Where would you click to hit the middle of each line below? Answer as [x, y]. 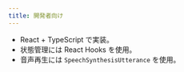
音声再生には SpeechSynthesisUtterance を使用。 [100, 59]
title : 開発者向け [36, 16]
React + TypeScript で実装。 [67, 39]
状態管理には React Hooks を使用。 [78, 50]
